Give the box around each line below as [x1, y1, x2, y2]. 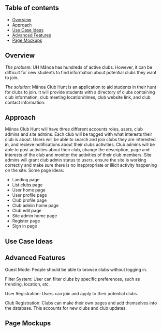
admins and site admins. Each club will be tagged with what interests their [5, 131, 152, 137]
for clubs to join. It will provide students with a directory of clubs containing [5, 89, 155, 95]
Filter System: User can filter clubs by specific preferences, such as [5, 276, 140, 282]
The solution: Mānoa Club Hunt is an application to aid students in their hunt [5, 84, 156, 90]
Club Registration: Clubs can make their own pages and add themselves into [5, 300, 157, 306]
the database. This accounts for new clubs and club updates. [5, 305, 127, 311]
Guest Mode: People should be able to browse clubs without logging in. [5, 267, 147, 272]
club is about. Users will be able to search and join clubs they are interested [5, 137, 156, 142]
